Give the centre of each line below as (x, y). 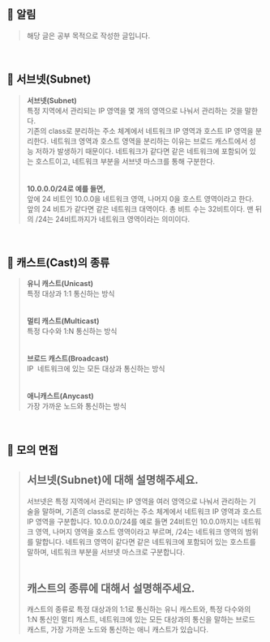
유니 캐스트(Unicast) (60, 284)
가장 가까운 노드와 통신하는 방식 (76, 406)
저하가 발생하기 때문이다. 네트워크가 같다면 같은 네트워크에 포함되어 (141, 151)
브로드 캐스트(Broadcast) (68, 358)
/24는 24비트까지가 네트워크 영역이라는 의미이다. (113, 219)
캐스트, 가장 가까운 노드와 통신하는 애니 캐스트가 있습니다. (118, 630)
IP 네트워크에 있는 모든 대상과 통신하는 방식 (96, 369)
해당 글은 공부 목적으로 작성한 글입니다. (88, 36)
